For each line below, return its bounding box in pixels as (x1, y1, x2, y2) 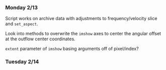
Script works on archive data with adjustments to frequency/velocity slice (5, 16, 157, 22)
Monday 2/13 (5, 4, 38, 11)
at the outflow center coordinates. (5, 36, 75, 42)
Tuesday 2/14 (5, 58, 39, 65)
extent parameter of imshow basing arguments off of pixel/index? (5, 46, 139, 52)
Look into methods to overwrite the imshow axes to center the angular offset (5, 31, 161, 37)
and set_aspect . (5, 21, 39, 27)
